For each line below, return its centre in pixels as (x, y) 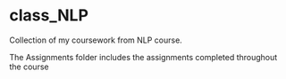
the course (29, 67)
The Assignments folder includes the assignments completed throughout (143, 57)
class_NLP (49, 16)
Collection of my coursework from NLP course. (96, 40)
